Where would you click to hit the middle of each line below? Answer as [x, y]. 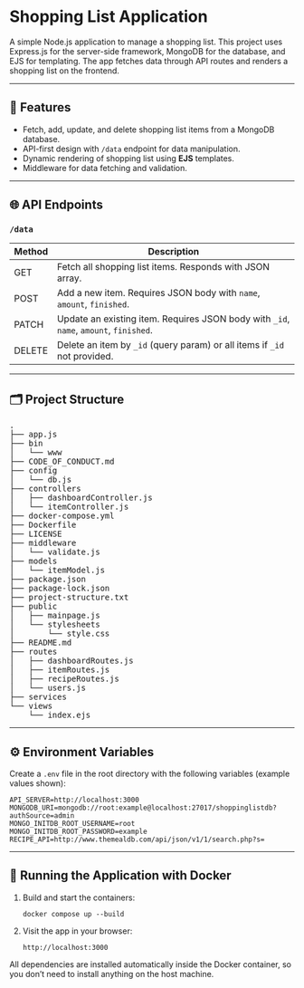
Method [31, 252]
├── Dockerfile [43, 525]
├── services [38, 697]
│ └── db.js [41, 480]
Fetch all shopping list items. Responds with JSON [163, 267]
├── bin [26, 444]
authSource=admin [42, 816]
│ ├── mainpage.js [55, 616]
